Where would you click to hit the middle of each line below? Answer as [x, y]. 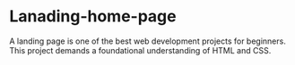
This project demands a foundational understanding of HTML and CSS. [140, 50]
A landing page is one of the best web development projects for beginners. [148, 41]
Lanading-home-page [93, 16]
